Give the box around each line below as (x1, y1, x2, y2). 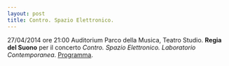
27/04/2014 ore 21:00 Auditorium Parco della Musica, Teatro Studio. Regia (7, 35, 222, 44)
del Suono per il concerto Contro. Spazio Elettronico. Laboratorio (7, 43, 196, 51)
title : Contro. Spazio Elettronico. (7, 17, 114, 24)
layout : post (7, 10, 46, 17)
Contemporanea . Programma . (7, 50, 93, 59)
